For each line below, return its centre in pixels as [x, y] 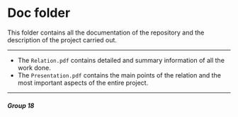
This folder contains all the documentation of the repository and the [106, 32]
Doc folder [39, 13]
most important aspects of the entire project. [83, 82]
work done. [34, 68]
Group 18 [21, 105]
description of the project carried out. [62, 39]
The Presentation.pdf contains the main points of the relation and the [119, 75]
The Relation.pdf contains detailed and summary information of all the [121, 60]
